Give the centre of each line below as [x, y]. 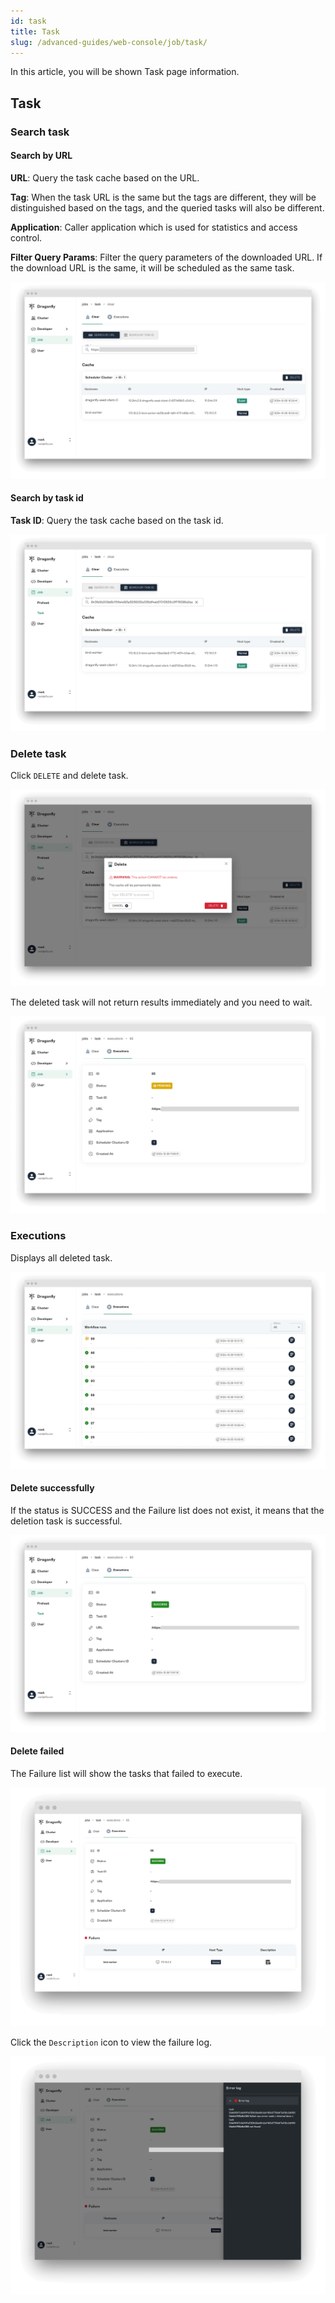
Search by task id [47, 498]
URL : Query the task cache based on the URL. [105, 177]
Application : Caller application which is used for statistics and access [154, 227]
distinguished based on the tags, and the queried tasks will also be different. [167, 207]
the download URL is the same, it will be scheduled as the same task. [152, 267]
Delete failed [37, 1751]
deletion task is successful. [66, 1521]
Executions [38, 1236]
